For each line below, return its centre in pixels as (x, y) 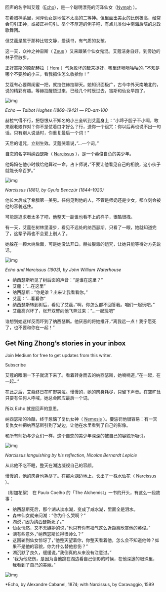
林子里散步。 (18, 57)
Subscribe (16, 364)
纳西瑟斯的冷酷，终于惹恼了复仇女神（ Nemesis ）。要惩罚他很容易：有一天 (81, 419)
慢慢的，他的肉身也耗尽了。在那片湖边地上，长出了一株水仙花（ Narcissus (81, 476)
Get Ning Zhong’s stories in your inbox (65, 343)
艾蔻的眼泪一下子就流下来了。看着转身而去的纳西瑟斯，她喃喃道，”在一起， (81, 375)
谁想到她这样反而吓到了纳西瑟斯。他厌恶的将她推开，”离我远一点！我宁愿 (79, 321)
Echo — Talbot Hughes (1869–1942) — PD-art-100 (56, 110)
